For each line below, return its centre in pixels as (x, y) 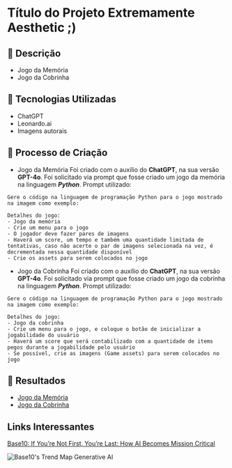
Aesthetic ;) (42, 28)
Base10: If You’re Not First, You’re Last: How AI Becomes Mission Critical (111, 444)
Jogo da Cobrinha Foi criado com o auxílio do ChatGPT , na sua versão (119, 271)
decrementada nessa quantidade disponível (70, 252)
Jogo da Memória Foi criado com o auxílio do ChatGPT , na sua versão (118, 169)
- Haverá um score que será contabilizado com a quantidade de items (110, 341)
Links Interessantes (51, 427)
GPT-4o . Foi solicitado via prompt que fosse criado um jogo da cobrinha (121, 278)
